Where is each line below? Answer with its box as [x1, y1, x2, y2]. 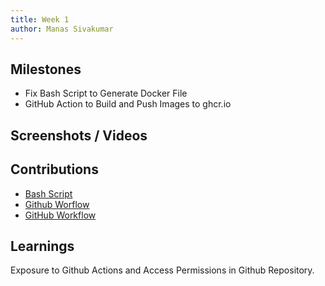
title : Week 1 [10, 14, 70, 25]
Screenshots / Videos [10, 127, 148, 144]
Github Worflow [24, 198, 90, 210]
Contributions [10, 161, 99, 178]
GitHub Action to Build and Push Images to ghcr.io [24, 98, 232, 110]
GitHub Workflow [24, 209, 97, 221]
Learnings [10, 237, 75, 255]
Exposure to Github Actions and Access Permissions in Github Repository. [10, 264, 315, 276]
